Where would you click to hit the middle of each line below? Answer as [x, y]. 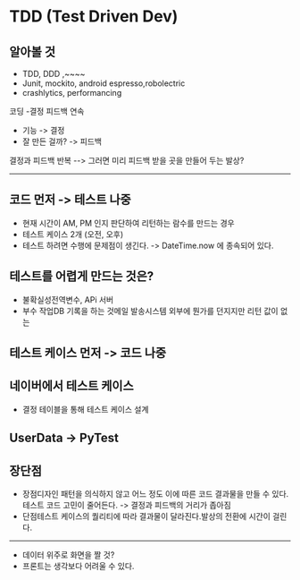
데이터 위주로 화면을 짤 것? [68, 555]
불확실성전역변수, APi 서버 [68, 299]
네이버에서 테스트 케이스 [71, 386]
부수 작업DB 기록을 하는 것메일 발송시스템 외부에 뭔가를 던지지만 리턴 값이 [150, 311]
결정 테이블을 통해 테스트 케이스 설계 [85, 409]
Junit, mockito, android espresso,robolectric [104, 83]
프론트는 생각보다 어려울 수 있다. [78, 567]
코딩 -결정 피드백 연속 [47, 111]
